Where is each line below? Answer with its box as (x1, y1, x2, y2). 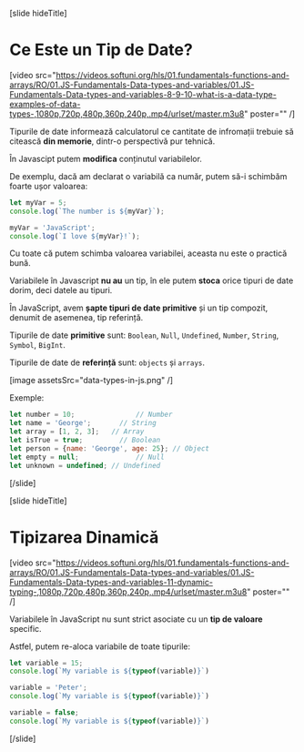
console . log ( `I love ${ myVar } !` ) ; (9, 231, 141, 240)
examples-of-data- (9, 98, 81, 109)
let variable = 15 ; (9, 658, 84, 667)
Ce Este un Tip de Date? (9, 40, 193, 60)
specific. (9, 623, 43, 634)
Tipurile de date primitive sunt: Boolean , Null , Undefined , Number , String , (9, 330, 279, 340)
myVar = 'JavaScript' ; (9, 223, 96, 232)
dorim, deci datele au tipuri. (9, 285, 113, 296)
